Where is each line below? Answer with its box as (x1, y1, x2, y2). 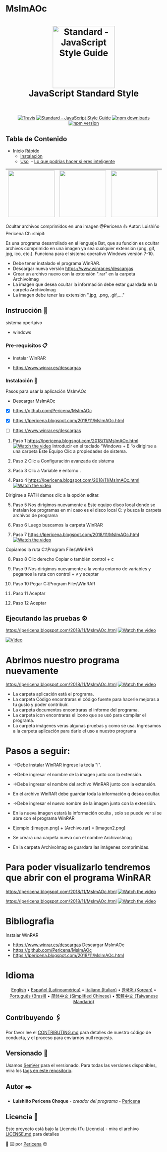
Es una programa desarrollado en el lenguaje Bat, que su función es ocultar (5, 240, 160, 246)
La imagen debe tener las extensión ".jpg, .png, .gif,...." (12, 292, 125, 298)
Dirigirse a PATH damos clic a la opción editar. (5, 492, 100, 498)
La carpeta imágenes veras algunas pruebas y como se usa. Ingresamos (12, 723, 162, 729)
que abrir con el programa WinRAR (5, 872, 151, 884)
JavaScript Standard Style (28, 88, 139, 99)
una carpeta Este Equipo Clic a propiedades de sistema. (12, 448, 127, 454)
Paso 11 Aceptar (12, 590, 46, 596)
